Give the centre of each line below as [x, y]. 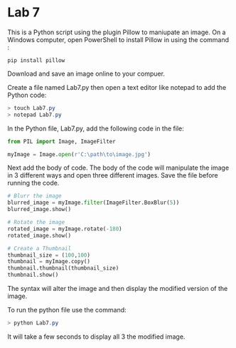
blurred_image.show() [39, 210]
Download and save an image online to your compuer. [86, 73]
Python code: [27, 95]
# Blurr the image [34, 196]
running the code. [33, 183]
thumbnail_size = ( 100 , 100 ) [49, 255]
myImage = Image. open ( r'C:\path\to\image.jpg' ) [79, 154]
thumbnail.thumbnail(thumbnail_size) [63, 268]
